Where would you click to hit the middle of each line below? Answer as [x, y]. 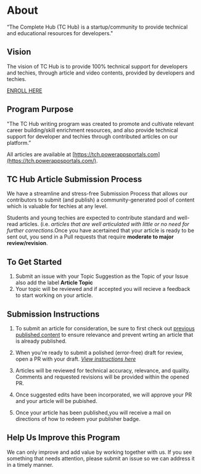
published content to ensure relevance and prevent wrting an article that [104, 335]
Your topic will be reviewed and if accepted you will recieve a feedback [103, 289]
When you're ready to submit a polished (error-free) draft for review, [99, 353]
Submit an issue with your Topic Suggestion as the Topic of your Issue [102, 276]
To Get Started [34, 262]
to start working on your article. [54, 295]
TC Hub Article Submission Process [75, 179]
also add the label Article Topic [54, 283]
